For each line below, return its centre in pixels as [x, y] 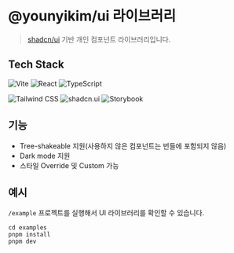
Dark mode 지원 [45, 156]
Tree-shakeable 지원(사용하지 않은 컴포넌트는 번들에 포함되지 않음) [123, 145]
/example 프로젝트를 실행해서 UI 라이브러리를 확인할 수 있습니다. [106, 213]
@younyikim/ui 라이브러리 [92, 16]
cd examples [27, 228]
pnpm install [29, 235]
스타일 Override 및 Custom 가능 [69, 165]
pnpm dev [22, 242]
